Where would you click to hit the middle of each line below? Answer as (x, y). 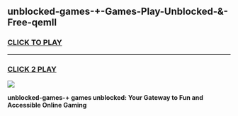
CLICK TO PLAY (35, 43)
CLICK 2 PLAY (32, 69)
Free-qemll (32, 23)
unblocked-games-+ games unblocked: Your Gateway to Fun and (106, 97)
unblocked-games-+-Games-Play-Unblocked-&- (118, 12)
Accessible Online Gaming (47, 105)
